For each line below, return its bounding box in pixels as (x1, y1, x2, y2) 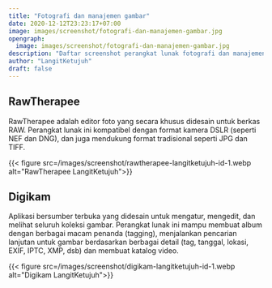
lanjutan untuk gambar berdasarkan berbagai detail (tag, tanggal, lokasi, (8, 237, 249, 247)
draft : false (8, 65, 53, 73)
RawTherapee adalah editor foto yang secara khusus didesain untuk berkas (8, 116, 261, 126)
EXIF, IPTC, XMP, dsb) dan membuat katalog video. (8, 246, 180, 256)
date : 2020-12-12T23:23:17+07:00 (8, 19, 121, 28)
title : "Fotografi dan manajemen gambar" (8, 11, 151, 20)
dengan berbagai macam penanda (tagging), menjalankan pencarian (8, 229, 237, 239)
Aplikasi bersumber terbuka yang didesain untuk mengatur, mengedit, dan (8, 212, 256, 221)
